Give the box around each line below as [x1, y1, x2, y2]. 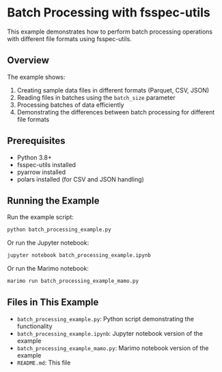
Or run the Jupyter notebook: [7, 238, 89, 247]
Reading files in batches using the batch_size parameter [16, 93, 176, 101]
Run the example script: [7, 213, 74, 221]
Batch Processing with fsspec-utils [7, 5, 210, 21]
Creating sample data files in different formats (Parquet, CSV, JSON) [16, 86, 210, 94]
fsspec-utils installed [16, 160, 77, 169]
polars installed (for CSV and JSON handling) [16, 175, 145, 183]
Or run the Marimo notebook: [7, 264, 89, 273]
